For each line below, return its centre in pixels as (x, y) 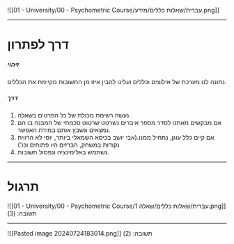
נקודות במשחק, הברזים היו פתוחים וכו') (68, 145)
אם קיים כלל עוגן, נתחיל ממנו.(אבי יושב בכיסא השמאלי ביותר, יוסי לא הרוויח (116, 138)
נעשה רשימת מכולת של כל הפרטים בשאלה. (74, 115)
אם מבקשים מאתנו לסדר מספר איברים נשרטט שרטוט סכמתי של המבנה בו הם (119, 123)
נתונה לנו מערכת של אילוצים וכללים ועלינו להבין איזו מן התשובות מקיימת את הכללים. (117, 82)
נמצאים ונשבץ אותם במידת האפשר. (64, 130)
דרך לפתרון (38, 45)
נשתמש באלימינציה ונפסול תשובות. (63, 152)
